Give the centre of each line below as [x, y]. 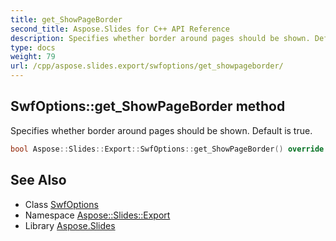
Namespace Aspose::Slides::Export [97, 215]
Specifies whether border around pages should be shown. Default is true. [161, 130]
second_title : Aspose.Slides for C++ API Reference [120, 29]
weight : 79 [33, 57]
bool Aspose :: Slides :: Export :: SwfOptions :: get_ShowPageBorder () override [167, 149]
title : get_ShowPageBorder [66, 19]
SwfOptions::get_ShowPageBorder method [148, 106]
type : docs [33, 47]
